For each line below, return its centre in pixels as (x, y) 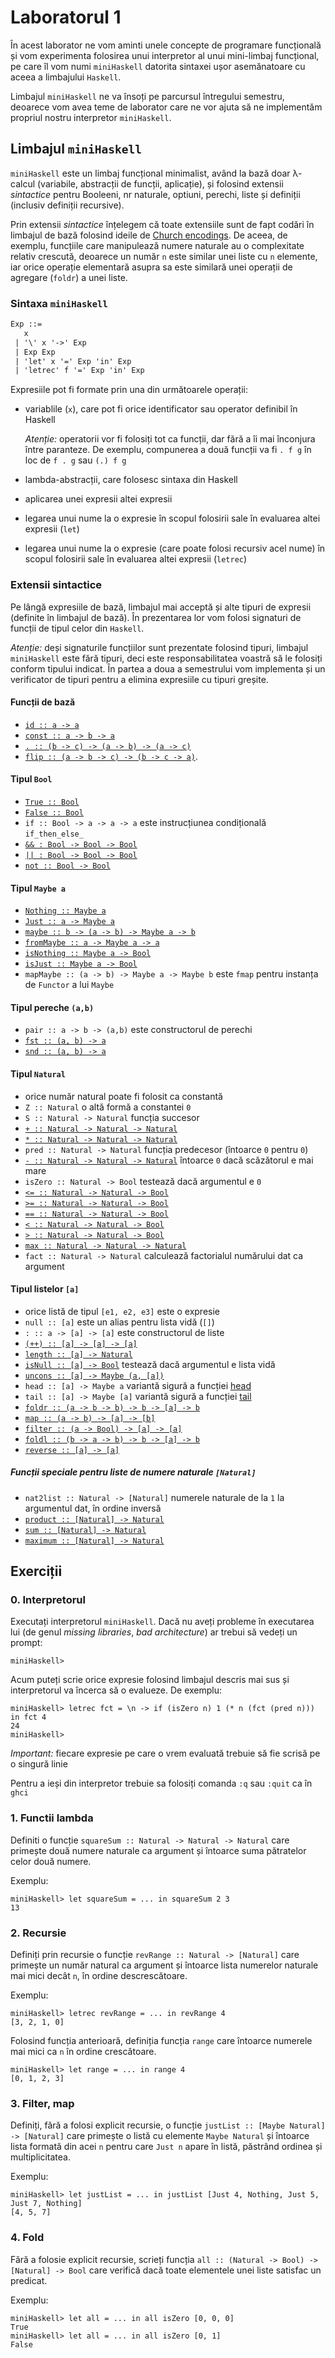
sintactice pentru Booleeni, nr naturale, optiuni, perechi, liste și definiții (155, 194)
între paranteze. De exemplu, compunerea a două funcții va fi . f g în (168, 450)
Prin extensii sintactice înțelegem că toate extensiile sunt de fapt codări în (162, 224)
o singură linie (39, 1764)
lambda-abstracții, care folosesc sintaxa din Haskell (131, 480)
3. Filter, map (42, 2103)
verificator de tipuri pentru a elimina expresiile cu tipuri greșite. (139, 679)
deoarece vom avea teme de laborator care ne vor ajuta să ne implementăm (166, 107)
